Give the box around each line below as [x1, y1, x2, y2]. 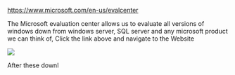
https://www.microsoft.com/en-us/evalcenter [7, 6, 139, 14]
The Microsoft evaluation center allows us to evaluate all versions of [7, 20, 205, 27]
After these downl [7, 61, 59, 69]
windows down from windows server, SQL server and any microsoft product [7, 27, 229, 35]
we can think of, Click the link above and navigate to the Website [7, 34, 195, 43]
